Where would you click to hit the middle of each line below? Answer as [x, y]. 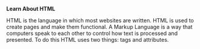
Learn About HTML [31, 9]
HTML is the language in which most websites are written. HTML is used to [100, 20]
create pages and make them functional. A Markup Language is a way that [99, 27]
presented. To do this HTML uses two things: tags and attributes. [88, 40]
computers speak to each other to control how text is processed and [92, 33]
